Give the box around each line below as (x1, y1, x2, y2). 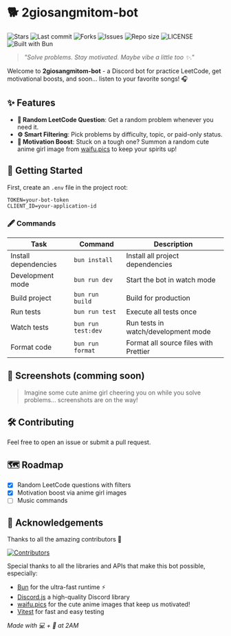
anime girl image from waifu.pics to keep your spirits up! (16, 145, 177, 153)
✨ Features (7, 97, 56, 109)
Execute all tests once (126, 307, 197, 317)
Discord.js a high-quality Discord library (16, 593, 131, 602)
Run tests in (126, 318, 164, 328)
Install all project (126, 250, 179, 260)
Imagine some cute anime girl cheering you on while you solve (23, 388, 201, 397)
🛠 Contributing (7, 417, 74, 428)
